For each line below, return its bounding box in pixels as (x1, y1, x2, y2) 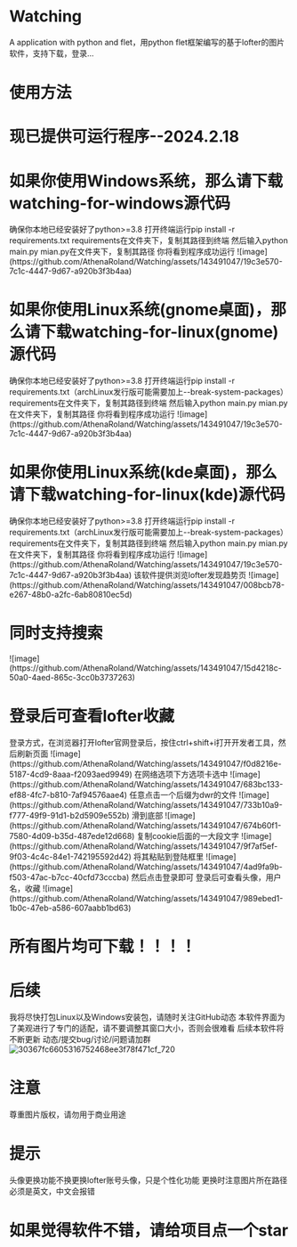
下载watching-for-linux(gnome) (40, 322, 279, 342)
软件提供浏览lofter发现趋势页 (141, 570, 247, 581)
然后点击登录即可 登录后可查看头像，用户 (131, 872, 282, 883)
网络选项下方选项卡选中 (141, 769, 229, 779)
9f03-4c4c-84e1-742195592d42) (9, 852, 132, 861)
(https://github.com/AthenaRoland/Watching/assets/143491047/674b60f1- (9, 820, 282, 830)
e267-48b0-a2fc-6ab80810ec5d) (9, 590, 132, 600)
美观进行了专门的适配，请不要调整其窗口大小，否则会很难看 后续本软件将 (16, 1023, 285, 1034)
